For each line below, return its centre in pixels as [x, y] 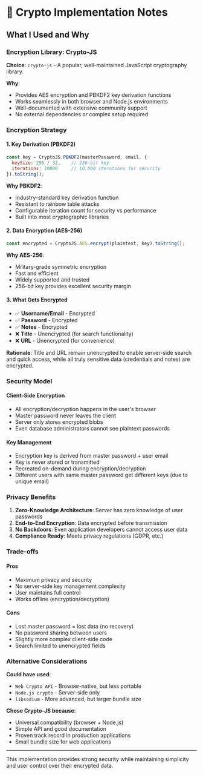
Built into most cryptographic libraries [62, 217]
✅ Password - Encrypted [46, 320]
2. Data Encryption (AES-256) [44, 231]
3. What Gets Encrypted [37, 300]
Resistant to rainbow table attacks [57, 204]
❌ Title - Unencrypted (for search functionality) [74, 334]
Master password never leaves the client [66, 415]
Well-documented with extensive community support [81, 108]
